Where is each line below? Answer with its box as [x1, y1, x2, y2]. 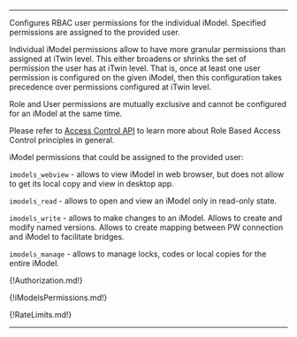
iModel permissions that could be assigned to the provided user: [9, 152, 244, 162]
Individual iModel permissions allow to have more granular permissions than [9, 44, 286, 54]
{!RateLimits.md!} [9, 310, 72, 319]
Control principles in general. [9, 134, 115, 145]
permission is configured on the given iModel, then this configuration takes [9, 73, 283, 82]
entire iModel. [9, 258, 60, 268]
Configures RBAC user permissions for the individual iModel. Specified [9, 18, 267, 27]
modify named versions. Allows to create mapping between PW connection [9, 222, 284, 233]
